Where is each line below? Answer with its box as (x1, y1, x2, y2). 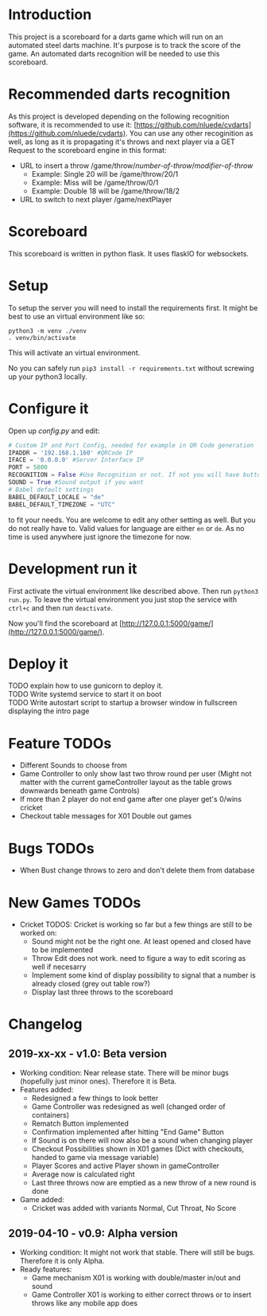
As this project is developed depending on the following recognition (8, 111, 230, 121)
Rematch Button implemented (31, 1119, 130, 1128)
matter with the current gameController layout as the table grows (19, 778, 232, 787)
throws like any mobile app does (31, 1298, 137, 1308)
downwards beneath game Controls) (19, 786, 141, 795)
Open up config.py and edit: (8, 426, 100, 435)
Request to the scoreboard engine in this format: (8, 145, 167, 154)
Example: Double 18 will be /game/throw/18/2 (31, 185, 180, 196)
